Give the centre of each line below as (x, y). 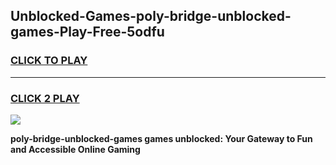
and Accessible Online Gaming (75, 149)
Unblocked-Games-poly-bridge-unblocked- (151, 16)
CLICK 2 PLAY (45, 98)
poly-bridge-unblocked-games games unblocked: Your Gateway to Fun (161, 138)
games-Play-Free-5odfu (87, 32)
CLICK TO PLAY (49, 61)
